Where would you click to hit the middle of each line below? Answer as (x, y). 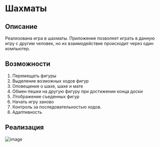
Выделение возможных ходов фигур (50, 81)
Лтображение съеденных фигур (46, 96)
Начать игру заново (33, 102)
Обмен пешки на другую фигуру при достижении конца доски (77, 91)
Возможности (28, 64)
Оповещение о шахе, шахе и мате (47, 86)
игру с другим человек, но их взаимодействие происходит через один (79, 43)
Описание (21, 27)
